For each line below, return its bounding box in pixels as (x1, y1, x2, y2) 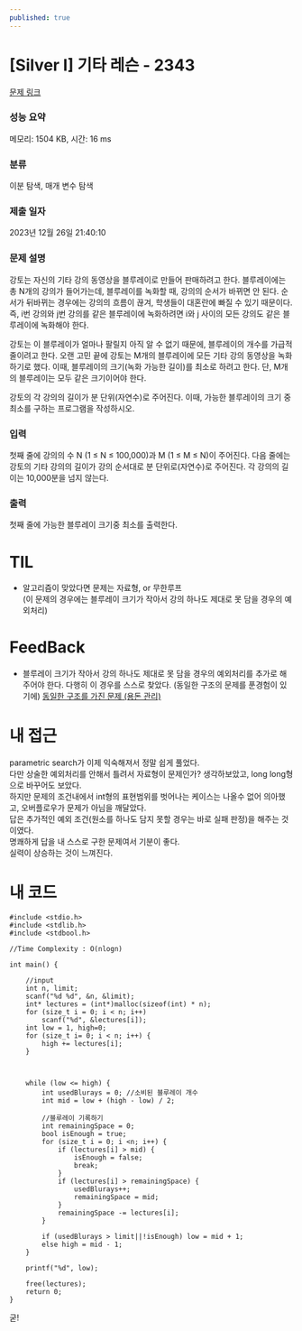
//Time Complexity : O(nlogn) (9, 945, 124, 954)
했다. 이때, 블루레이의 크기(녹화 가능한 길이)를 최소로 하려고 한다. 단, (32, 361, 272, 372)
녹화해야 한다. (40, 319, 89, 330)
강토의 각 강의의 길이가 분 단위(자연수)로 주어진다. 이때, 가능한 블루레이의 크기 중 (9, 392, 291, 402)
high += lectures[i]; (41, 1040, 124, 1049)
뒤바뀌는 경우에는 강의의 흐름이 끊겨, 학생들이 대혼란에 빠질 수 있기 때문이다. (25, 297, 293, 308)
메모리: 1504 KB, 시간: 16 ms (9, 133, 112, 144)
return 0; (25, 1288, 63, 1297)
